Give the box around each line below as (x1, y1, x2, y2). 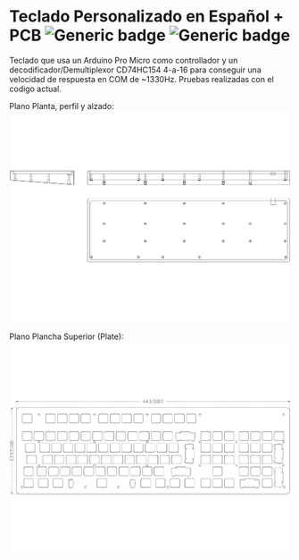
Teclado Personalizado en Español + (9, 6, 284, 27)
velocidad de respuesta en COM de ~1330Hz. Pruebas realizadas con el (9, 73, 274, 84)
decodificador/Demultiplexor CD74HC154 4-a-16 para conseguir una (9, 64, 262, 75)
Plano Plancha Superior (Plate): (9, 331, 124, 342)
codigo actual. (9, 83, 62, 94)
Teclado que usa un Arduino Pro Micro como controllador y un (9, 55, 238, 65)
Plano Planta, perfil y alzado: (9, 100, 114, 111)
